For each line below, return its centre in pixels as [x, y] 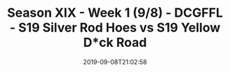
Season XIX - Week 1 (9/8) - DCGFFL [115, 13]
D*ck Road [115, 43]
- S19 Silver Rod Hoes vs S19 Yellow [115, 28]
